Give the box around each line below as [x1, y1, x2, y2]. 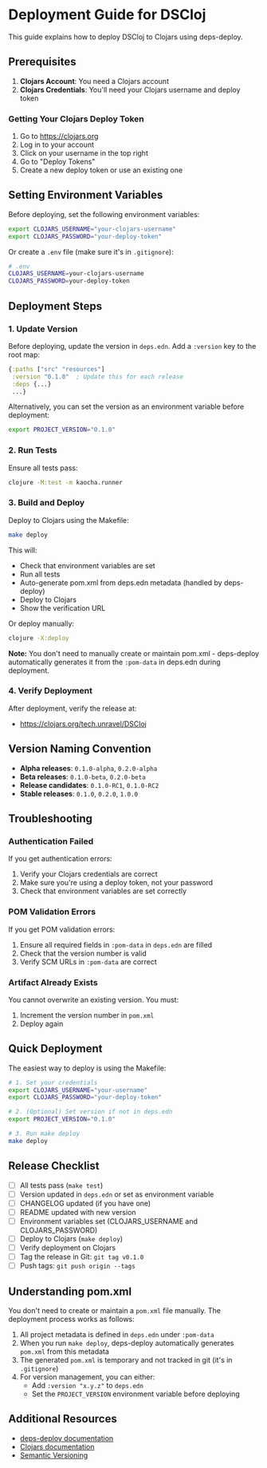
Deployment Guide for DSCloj [8, 6, 206, 24]
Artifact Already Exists [8, 976, 98, 987]
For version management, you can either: [19, 1372, 155, 1382]
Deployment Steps [8, 299, 102, 313]
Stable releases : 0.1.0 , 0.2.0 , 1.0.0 [19, 789, 139, 798]
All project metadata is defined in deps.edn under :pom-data [19, 1330, 214, 1339]
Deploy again [19, 1019, 64, 1028]
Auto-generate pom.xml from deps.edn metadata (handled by [19, 577, 222, 588]
